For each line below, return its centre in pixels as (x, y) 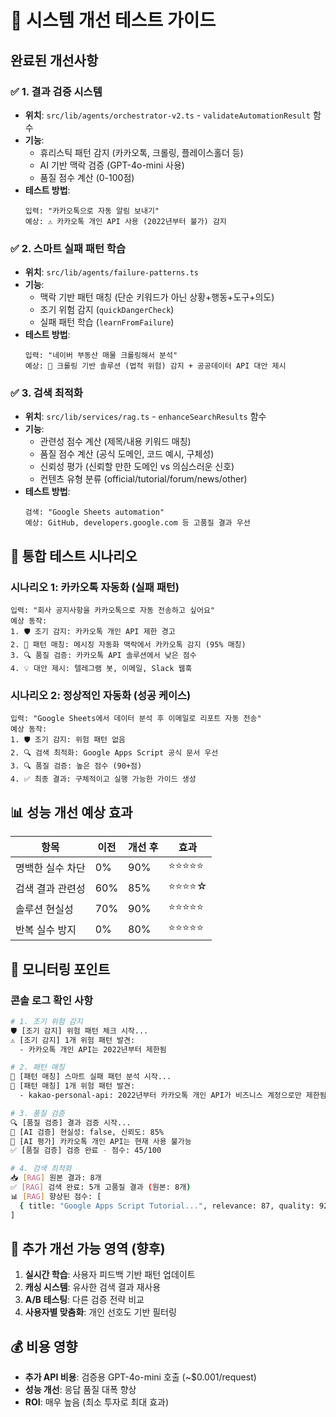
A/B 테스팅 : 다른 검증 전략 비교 (84, 1300)
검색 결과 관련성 (50, 888)
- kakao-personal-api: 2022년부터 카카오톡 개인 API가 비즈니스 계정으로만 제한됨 (173, 1096)
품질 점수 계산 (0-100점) (87, 177)
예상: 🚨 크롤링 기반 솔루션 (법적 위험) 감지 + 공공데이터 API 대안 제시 (155, 366)
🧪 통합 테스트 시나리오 (74, 556)
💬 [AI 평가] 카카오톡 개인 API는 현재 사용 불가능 (101, 1141)
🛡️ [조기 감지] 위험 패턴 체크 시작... (79, 1031)
